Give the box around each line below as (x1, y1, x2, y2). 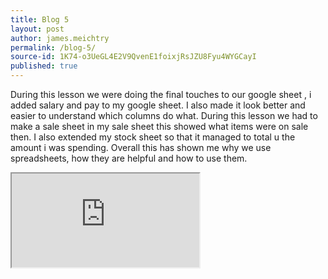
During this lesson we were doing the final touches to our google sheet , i (10, 89, 312, 100)
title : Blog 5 (10, 14, 70, 25)
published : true (10, 61, 78, 71)
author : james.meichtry (10, 33, 110, 43)
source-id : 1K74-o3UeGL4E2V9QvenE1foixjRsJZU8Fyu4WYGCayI (10, 52, 257, 62)
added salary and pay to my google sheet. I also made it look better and (10, 99, 306, 111)
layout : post (10, 24, 65, 34)
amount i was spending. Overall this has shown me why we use (10, 142, 272, 153)
